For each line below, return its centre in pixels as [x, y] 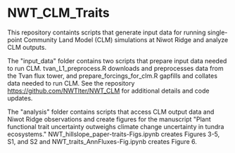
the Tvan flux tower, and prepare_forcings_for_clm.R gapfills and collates [113, 76]
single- [217, 32]
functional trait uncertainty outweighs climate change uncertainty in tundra [116, 126]
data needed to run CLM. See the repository [71, 83]
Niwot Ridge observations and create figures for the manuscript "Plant [109, 119]
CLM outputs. [27, 47]
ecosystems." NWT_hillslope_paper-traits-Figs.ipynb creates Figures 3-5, [114, 134]
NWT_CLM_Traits [59, 13]
